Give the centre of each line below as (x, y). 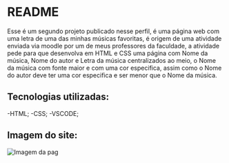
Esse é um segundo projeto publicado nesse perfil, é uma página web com (113, 31)
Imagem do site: (42, 135)
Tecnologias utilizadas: (58, 97)
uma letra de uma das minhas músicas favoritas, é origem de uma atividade (114, 38)
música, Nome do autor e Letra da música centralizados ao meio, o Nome (112, 60)
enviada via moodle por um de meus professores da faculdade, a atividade (113, 46)
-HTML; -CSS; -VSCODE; (43, 113)
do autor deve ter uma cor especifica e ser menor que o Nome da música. (112, 75)
